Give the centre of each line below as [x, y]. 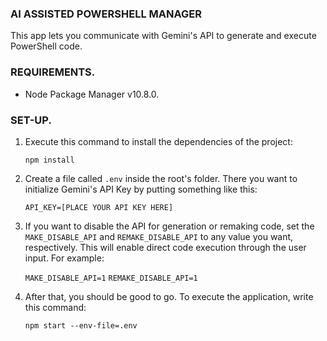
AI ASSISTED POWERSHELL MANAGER [106, 14]
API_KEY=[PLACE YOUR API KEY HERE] [99, 207]
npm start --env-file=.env [81, 325]
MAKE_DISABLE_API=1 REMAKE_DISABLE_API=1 [111, 278]
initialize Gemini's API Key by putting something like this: [141, 189]
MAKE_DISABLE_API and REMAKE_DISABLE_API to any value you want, [159, 236]
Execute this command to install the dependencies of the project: [158, 141]
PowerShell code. [46, 46]
